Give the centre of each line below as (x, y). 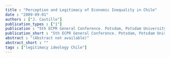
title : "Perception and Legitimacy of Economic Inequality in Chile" (81, 10)
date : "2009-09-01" (27, 15)
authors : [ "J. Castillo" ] (34, 19)
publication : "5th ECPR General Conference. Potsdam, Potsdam (73, 29)
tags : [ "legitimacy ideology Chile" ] (46, 47)
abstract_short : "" (27, 43)
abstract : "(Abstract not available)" (47, 38)
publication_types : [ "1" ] (34, 24)
